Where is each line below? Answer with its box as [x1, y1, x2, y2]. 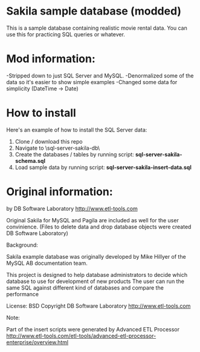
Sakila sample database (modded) [6, 4, 182, 18]
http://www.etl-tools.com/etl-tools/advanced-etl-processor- [6, 332, 156, 339]
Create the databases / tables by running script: [15, 150, 134, 158]
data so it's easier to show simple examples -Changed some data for [6, 78, 178, 85]
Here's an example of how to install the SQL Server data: [6, 126, 147, 133]
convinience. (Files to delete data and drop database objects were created [6, 223, 192, 230]
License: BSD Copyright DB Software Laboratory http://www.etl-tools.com [6, 302, 191, 310]
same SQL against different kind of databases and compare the [6, 284, 164, 291]
